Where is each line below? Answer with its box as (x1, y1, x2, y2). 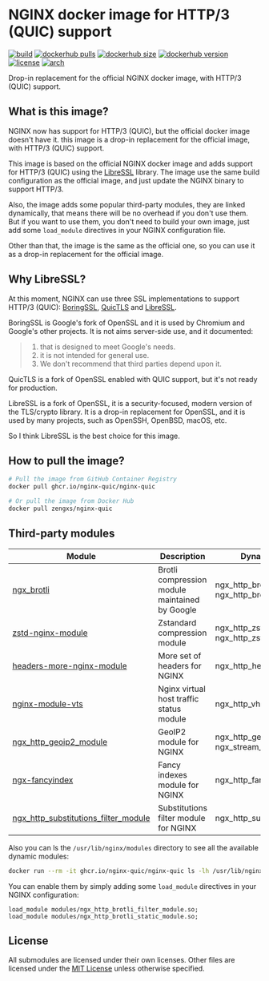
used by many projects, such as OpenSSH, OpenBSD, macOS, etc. (8, 415, 227, 425)
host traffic (157, 693, 199, 704)
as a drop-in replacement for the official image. (8, 249, 164, 259)
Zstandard (157, 617, 197, 628)
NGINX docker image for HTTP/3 (8, 6, 231, 24)
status (157, 703, 182, 714)
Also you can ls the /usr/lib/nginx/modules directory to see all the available (8, 842, 259, 852)
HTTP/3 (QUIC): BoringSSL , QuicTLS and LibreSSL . (8, 302, 178, 312)
